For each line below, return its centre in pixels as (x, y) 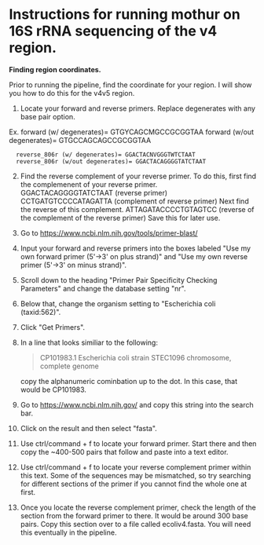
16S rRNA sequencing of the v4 (113, 31)
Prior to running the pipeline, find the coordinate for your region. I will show (130, 85)
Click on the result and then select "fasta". (89, 428)
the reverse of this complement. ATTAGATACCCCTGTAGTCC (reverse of (137, 209)
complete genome (69, 366)
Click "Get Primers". (53, 327)
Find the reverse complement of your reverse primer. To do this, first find (138, 176)
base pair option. (48, 116)
